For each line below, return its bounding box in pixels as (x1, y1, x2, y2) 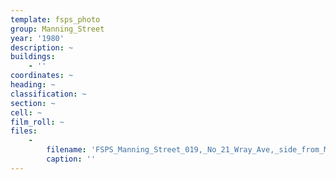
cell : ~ (10, 107, 43, 118)
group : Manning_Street (10, 24, 105, 34)
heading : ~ (10, 80, 56, 90)
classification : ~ (10, 89, 87, 99)
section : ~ (10, 98, 56, 108)
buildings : (10, 52, 56, 62)
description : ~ (10, 42, 74, 53)
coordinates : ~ (10, 71, 74, 81)
